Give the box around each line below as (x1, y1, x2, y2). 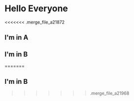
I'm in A (4, 33, 28, 42)
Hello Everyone (4, 3, 68, 14)
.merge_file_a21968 (90, 90, 130, 96)
